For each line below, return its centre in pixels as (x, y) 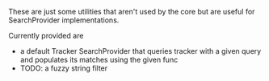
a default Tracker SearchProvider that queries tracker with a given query (141, 51)
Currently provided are (46, 36)
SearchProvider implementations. (64, 20)
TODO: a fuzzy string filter (64, 68)
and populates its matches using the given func (99, 60)
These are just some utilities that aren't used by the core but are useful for (132, 12)
